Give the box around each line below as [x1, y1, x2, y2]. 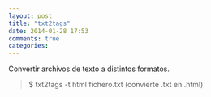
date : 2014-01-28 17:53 [8, 27, 89, 35]
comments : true [8, 34, 60, 43]
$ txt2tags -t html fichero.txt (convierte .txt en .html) [28, 80, 204, 90]
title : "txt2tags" [8, 19, 71, 27]
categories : [8, 42, 49, 50]
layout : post [8, 11, 53, 20]
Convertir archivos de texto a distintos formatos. [8, 64, 170, 74]
